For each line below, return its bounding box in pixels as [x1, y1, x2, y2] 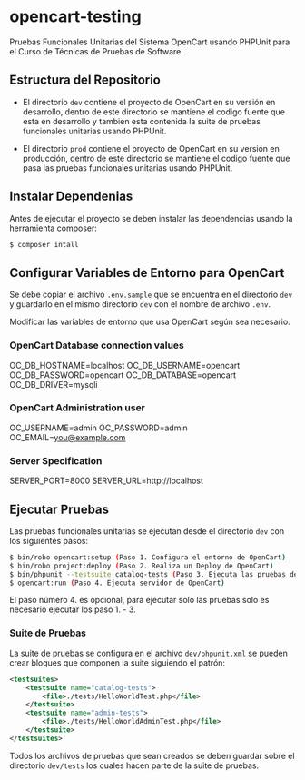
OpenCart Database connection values [9, 339, 184, 351]
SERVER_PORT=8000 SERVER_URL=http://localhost [9, 475, 204, 487]
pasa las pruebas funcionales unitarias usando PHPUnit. [22, 162, 233, 173]
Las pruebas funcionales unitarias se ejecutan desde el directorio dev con [9, 525, 284, 537]
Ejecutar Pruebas [9, 501, 110, 517]
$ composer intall [9, 240, 79, 249]
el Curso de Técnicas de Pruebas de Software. [9, 45, 184, 56]
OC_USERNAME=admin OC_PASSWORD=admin [9, 422, 188, 433]
